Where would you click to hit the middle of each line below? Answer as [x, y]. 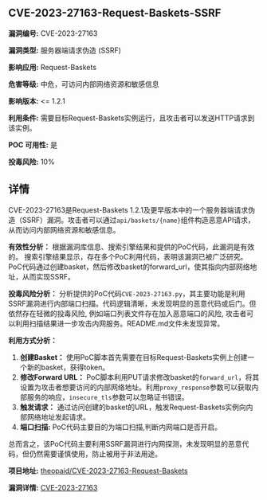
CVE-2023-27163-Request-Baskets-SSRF [115, 13]
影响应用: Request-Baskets [53, 67]
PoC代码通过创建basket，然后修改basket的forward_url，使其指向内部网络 [129, 267]
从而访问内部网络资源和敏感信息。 [64, 229]
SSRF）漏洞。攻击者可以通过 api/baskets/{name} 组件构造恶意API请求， [138, 220]
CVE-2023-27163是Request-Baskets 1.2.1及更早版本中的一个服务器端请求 [128, 209]
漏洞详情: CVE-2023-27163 [53, 487]
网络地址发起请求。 [58, 416]
